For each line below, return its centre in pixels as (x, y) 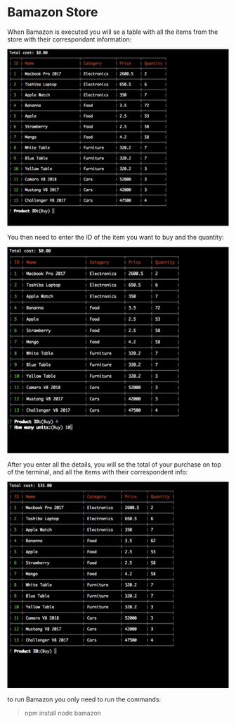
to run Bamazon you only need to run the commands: (84, 699)
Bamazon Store (53, 12)
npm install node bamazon (63, 713)
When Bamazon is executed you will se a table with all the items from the (113, 32)
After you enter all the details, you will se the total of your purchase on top (114, 464)
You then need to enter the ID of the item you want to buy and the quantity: (116, 238)
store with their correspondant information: (70, 39)
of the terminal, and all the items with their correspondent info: (98, 472)
